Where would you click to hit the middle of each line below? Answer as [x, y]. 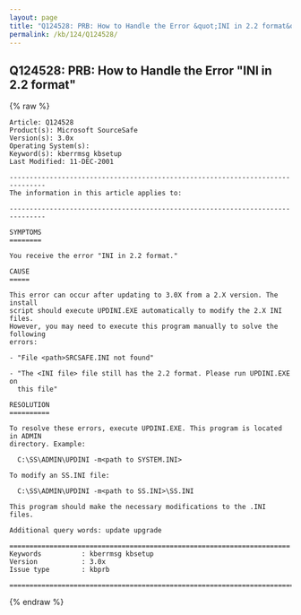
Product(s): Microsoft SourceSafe [74, 131]
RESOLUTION [30, 405]
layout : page [34, 17]
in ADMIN [26, 437]
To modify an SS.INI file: [60, 476]
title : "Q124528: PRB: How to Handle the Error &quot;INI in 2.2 [133, 26]
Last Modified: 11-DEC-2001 [62, 162]
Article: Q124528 [42, 123]
